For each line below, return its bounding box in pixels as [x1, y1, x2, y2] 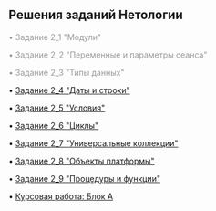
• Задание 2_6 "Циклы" [8, 120, 99, 131]
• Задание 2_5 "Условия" [8, 102, 106, 113]
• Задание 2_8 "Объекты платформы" [8, 155, 156, 166]
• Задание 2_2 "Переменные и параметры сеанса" [8, 49, 208, 60]
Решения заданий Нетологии [8, 7, 183, 23]
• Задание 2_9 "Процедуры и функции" [8, 173, 161, 184]
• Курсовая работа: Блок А [8, 191, 114, 202]
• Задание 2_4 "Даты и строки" [8, 84, 130, 95]
